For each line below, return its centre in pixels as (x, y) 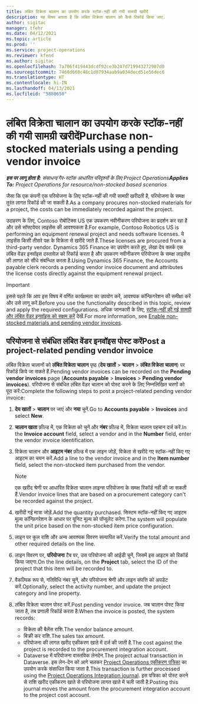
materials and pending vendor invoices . (75, 323)
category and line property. (48, 593)
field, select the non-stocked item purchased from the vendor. (90, 464)
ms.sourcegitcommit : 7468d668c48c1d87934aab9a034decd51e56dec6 (85, 72)
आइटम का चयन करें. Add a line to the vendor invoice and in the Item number (102, 458)
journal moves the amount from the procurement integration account (107, 689)
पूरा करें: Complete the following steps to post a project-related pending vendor (99, 391)
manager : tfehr (25, 28)
